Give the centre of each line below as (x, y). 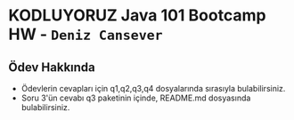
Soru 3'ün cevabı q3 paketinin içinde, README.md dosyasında (136, 98)
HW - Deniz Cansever (86, 34)
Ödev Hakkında (52, 67)
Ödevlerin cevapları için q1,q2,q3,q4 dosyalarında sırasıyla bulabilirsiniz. (153, 88)
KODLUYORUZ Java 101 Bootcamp (137, 16)
